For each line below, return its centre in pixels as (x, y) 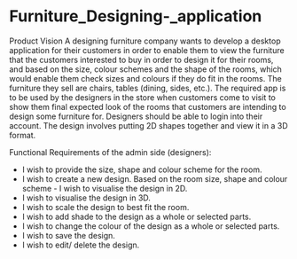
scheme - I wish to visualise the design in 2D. (105, 188)
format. (23, 135)
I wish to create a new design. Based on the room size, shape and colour (155, 178)
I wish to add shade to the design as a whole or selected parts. (137, 216)
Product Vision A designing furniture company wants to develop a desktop (145, 41)
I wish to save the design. (68, 235)
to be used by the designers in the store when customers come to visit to (143, 97)
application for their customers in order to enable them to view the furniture (147, 50)
